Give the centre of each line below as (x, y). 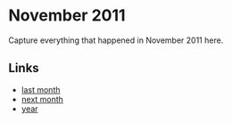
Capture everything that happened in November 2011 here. (116, 40)
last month (41, 89)
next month (42, 99)
